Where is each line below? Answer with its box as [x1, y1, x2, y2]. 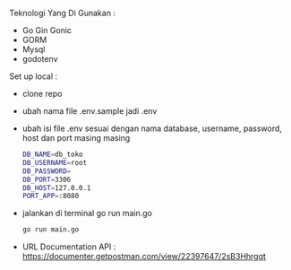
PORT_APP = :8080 [21, 192, 80, 201]
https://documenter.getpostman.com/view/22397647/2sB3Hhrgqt [21, 251, 267, 262]
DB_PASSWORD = [21, 166, 72, 176]
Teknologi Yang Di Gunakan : [9, 8, 116, 18]
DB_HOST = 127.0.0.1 [21, 183, 91, 192]
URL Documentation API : [21, 241, 116, 252]
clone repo [21, 89, 63, 99]
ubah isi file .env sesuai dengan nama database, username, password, [21, 123, 282, 134]
